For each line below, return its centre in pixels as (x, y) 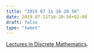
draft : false (22, 22)
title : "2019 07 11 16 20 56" (43, 11)
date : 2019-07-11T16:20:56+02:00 (47, 17)
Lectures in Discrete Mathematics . (47, 44)
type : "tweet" (23, 28)
